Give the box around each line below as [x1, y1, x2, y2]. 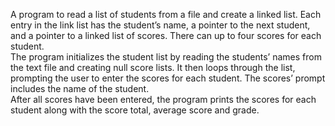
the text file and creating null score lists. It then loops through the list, [10, 62, 296, 73]
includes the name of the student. [10, 83, 150, 94]
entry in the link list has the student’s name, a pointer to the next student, [10, 19, 311, 31]
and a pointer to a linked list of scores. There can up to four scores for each [10, 30, 322, 41]
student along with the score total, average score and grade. [10, 104, 260, 116]
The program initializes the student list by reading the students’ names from [10, 51, 322, 63]
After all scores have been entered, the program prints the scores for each [10, 94, 317, 105]
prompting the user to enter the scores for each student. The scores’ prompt [10, 72, 326, 84]
